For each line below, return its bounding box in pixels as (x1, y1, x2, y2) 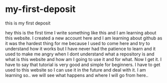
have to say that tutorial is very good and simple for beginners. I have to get (5, 61, 161, 67)
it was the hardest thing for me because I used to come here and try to (5, 40, 151, 46)
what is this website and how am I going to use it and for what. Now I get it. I (5, 56, 162, 62)
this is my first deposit (5, 20, 51, 26)
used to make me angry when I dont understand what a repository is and (5, 51, 155, 57)
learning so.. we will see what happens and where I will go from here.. (5, 72, 149, 78)
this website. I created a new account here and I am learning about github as (5, 35, 163, 41)
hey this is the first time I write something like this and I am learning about (5, 29, 157, 35)
